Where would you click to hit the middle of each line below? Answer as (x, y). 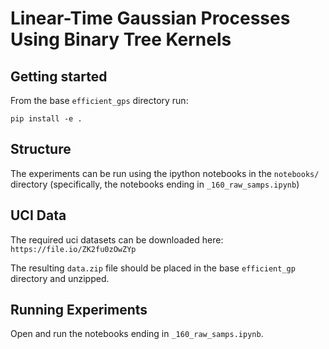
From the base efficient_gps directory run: (99, 100)
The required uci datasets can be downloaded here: (117, 239)
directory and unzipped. (60, 278)
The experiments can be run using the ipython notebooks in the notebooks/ (165, 173)
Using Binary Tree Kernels (121, 39)
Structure (41, 149)
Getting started (59, 76)
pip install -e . (46, 119)
